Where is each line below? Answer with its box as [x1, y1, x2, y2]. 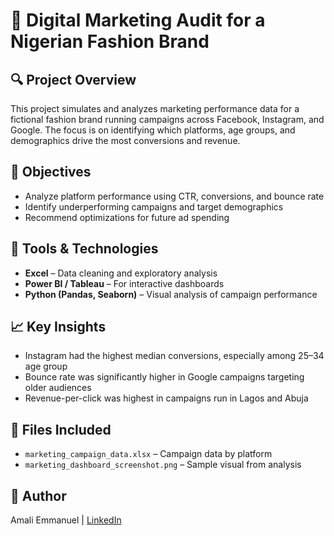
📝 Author [10, 487, 67, 504]
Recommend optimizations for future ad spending [24, 211, 230, 223]
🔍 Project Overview [10, 71, 137, 88]
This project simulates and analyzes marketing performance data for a [10, 103, 300, 114]
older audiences [24, 382, 92, 394]
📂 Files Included [10, 421, 112, 438]
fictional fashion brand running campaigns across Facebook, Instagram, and [10, 114, 325, 125]
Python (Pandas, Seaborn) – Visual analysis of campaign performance [24, 288, 318, 300]
